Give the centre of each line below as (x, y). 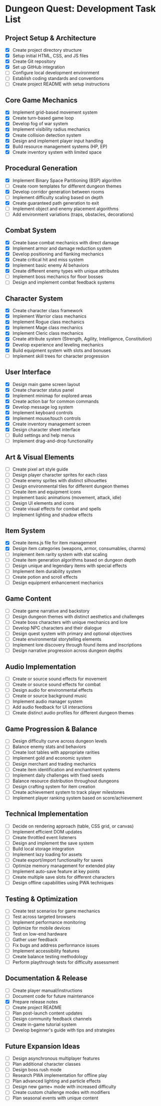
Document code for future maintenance (53, 996)
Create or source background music (49, 696)
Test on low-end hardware (40, 934)
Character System (34, 298)
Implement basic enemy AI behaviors (50, 265)
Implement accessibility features (46, 951)
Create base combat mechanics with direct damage (65, 242)
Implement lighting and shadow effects (52, 515)
